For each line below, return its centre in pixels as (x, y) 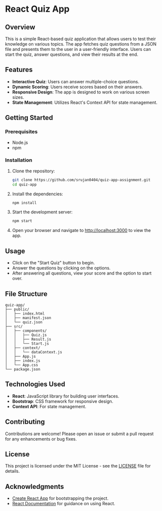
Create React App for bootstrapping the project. (60, 498)
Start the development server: (42, 212)
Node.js (20, 142)
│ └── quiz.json (24, 322)
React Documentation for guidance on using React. (64, 504)
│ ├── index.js (23, 361)
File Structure (26, 294)
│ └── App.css (22, 365)
